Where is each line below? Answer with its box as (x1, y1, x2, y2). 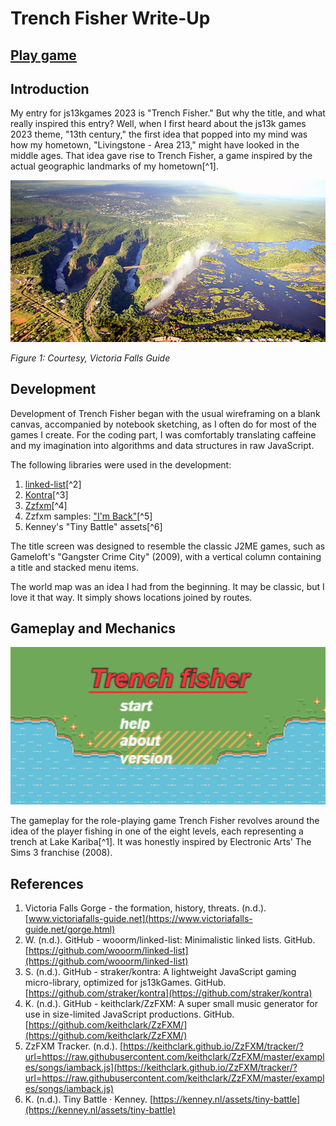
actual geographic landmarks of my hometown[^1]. (10, 160, 219, 172)
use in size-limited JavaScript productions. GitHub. (24, 1008, 235, 1021)
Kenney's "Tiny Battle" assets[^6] (24, 520, 163, 532)
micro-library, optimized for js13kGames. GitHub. (24, 977, 227, 989)
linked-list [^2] (24, 478, 82, 490)
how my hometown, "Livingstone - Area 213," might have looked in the (10, 139, 300, 151)
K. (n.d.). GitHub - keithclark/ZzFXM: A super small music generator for (24, 998, 318, 1010)
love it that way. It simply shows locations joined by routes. (10, 591, 253, 603)
